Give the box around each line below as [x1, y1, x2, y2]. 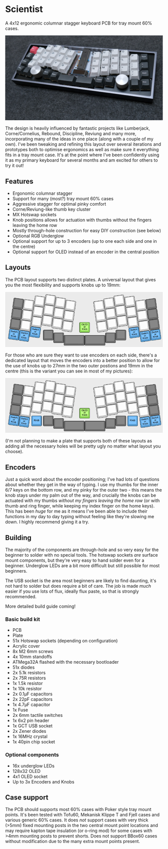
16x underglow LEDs [12, 762, 55, 769]
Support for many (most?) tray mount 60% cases [12, 195, 114, 201]
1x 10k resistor [12, 686, 42, 692]
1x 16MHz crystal [12, 733, 47, 739]
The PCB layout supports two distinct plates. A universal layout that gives [5, 276, 156, 282]
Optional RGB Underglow [12, 233, 64, 239]
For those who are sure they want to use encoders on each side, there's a [5, 352, 157, 358]
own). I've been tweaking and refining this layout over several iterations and [5, 141, 161, 147]
